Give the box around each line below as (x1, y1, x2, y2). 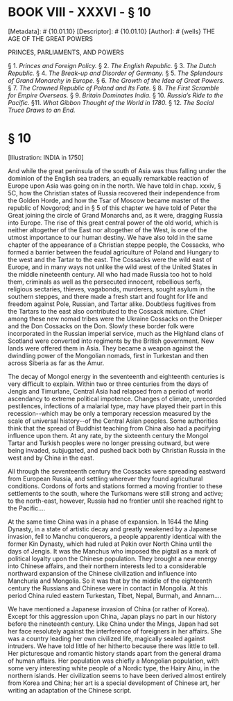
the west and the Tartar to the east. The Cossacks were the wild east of (8, 255, 212, 264)
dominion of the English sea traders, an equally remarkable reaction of (8, 174, 209, 182)
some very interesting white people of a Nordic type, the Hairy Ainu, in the (8, 663, 221, 672)
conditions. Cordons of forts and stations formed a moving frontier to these (8, 481, 223, 490)
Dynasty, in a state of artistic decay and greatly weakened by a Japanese (8, 524, 218, 533)
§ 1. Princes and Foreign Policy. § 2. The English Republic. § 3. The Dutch (8, 61, 216, 70)
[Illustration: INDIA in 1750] (8, 153, 84, 161)
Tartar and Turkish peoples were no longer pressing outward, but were (8, 439, 210, 447)
